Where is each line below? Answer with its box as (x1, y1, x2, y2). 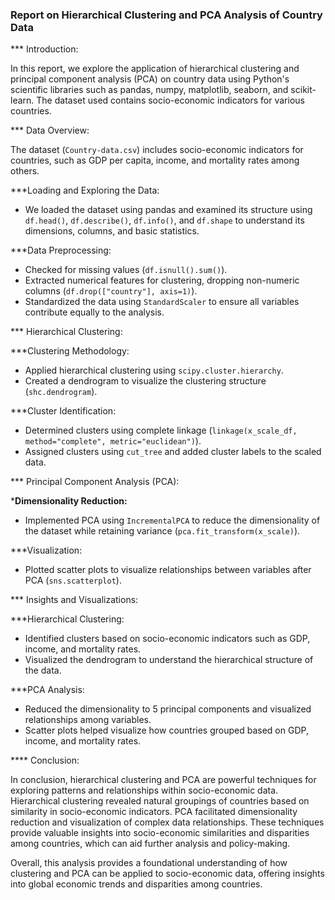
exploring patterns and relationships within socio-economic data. (10, 784, 279, 797)
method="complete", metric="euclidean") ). (24, 435, 202, 447)
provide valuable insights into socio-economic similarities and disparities (10, 827, 310, 839)
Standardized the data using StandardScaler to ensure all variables (24, 296, 300, 308)
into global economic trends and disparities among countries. (10, 878, 263, 890)
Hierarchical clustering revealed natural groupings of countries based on (10, 795, 310, 807)
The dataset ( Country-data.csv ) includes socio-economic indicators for (10, 144, 304, 156)
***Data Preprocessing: (10, 244, 112, 257)
